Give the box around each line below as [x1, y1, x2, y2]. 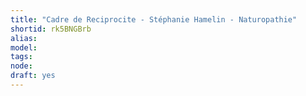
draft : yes [10, 71, 56, 81]
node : [10, 61, 33, 71]
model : [10, 42, 38, 53]
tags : [10, 52, 33, 62]
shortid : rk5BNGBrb [10, 24, 92, 34]
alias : [10, 33, 38, 43]
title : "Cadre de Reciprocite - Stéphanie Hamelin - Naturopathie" [10, 14, 298, 25]
